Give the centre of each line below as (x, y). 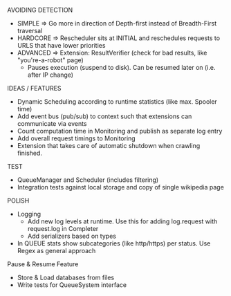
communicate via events (52, 123)
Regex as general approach (56, 251)
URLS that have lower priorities (61, 45)
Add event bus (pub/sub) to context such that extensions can (104, 116)
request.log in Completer (63, 229)
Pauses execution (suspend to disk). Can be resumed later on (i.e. (121, 67)
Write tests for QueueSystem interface (72, 285)
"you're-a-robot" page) (50, 60)
